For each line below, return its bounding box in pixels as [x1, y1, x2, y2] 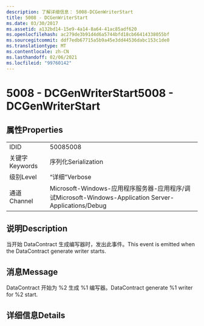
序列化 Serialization [49, 157, 103, 166]
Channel [9, 196, 33, 205]
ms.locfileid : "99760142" [6, 60, 72, 66]
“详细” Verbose [49, 172, 92, 181]
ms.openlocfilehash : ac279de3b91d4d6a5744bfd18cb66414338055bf [6, 32, 170, 38]
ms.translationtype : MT [6, 43, 67, 49]
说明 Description [6, 223, 68, 233]
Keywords [9, 161, 38, 170]
